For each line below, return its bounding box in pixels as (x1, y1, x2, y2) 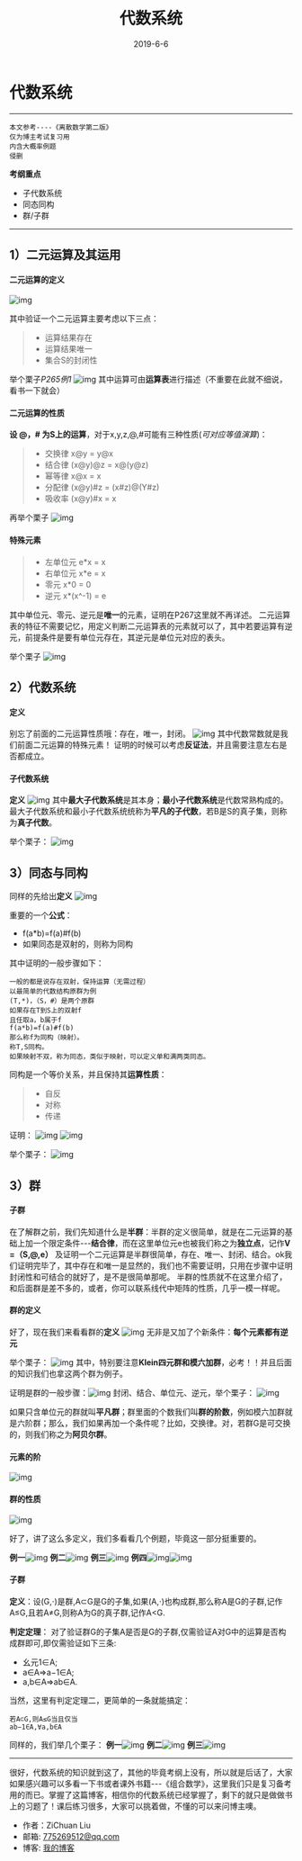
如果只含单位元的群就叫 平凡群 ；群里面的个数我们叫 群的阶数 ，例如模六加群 (9, 1407, 285, 1417)
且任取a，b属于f (9, 1016, 62, 1025)
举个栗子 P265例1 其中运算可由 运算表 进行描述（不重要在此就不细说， (9, 374, 288, 385)
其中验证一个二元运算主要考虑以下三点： (9, 313, 159, 324)
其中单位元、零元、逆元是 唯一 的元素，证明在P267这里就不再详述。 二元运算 (9, 609, 291, 620)
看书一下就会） (9, 385, 65, 396)
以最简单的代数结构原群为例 (9, 987, 97, 996)
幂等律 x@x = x (44, 471, 102, 481)
